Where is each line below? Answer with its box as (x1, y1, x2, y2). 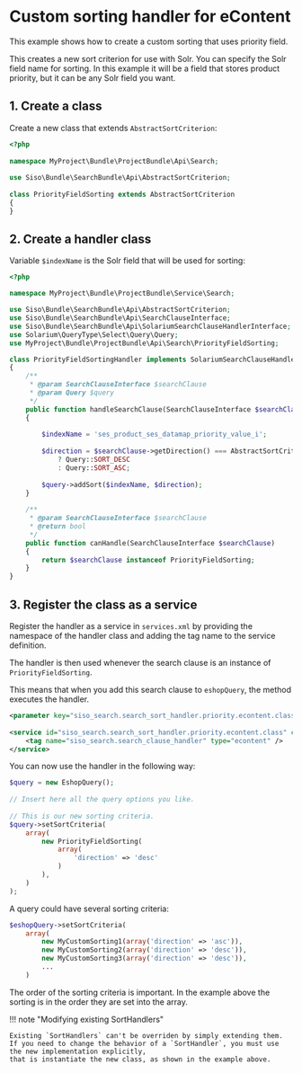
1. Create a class (9, 99, 102, 114)
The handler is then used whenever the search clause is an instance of (9, 658, 271, 668)
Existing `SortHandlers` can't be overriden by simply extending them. (9, 1031, 283, 1040)
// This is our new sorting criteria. (9, 811, 155, 820)
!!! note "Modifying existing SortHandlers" (9, 1014, 164, 1024)
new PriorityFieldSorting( (41, 837, 143, 846)
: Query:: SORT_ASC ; (57, 463, 130, 473)
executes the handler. (9, 694, 90, 705)
